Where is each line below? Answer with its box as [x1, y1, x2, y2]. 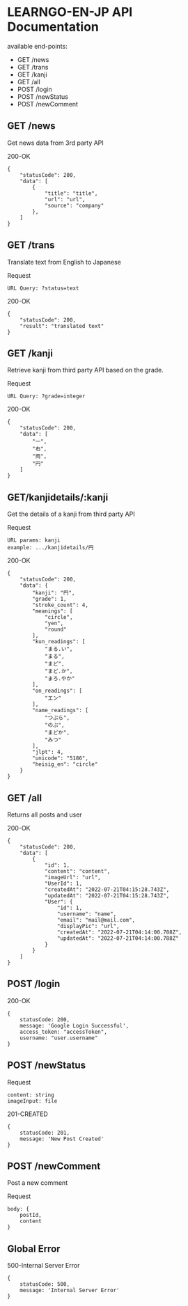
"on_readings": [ [32, 687, 82, 695]
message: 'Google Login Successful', [19, 1022, 130, 1029]
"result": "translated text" [19, 322, 104, 329]
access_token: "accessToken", [19, 1028, 108, 1035]
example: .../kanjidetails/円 [7, 544, 94, 551]
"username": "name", [56, 911, 117, 918]
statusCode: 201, [19, 1129, 70, 1136]
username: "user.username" [19, 1034, 98, 1041]
